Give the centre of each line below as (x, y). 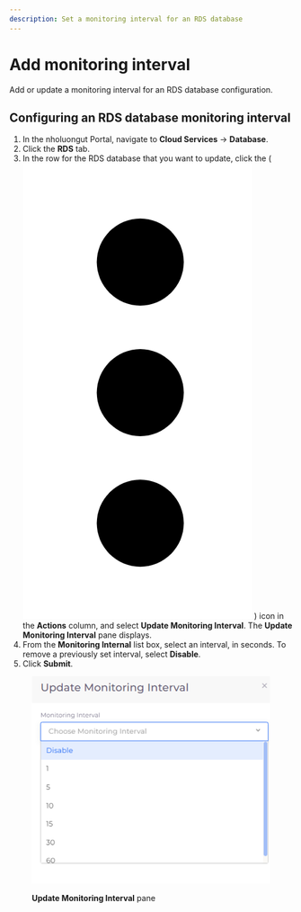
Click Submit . (48, 664)
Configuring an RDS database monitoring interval (150, 117)
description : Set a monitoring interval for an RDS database (126, 19)
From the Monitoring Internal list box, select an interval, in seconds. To (154, 645)
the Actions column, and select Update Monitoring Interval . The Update (157, 626)
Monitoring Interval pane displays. (87, 635)
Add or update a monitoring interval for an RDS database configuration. (141, 89)
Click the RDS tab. (56, 149)
